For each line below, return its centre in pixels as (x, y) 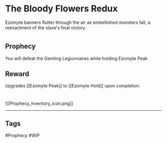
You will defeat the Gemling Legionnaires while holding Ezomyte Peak (77, 58)
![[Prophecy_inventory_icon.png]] (39, 103)
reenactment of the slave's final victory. (46, 27)
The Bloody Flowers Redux (61, 9)
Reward (17, 74)
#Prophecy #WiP (22, 136)
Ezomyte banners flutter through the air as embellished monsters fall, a (78, 22)
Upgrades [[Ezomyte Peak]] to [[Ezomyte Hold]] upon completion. (73, 86)
